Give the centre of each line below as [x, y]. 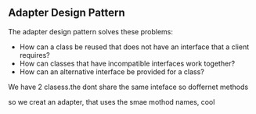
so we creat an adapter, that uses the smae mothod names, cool [112, 102]
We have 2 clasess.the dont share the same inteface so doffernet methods [128, 87]
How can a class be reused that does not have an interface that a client [134, 47]
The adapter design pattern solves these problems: [91, 31]
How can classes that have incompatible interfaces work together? [127, 63]
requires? [34, 55]
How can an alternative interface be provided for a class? [112, 71]
